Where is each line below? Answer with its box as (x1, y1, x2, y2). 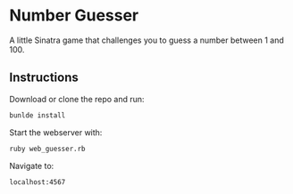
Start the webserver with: (9, 126, 103, 138)
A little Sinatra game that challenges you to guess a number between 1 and (9, 35, 284, 45)
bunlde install (9, 110, 66, 120)
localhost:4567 (9, 177, 66, 187)
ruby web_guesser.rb (9, 144, 87, 153)
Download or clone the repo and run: (9, 93, 145, 104)
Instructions (9, 70, 79, 85)
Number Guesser (9, 5, 139, 26)
